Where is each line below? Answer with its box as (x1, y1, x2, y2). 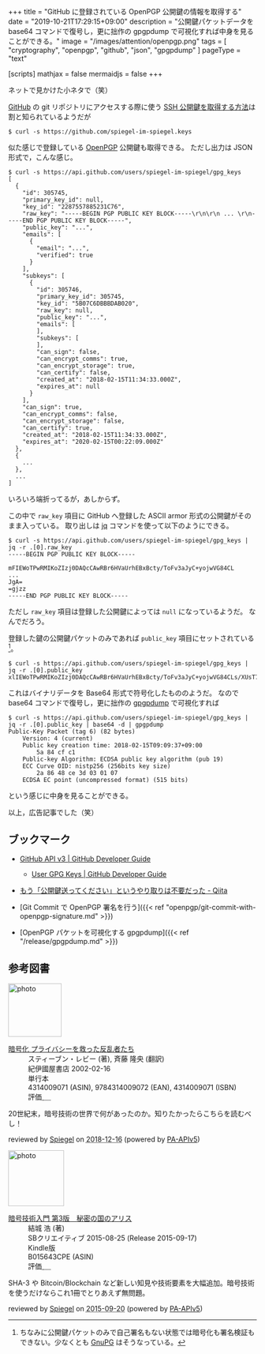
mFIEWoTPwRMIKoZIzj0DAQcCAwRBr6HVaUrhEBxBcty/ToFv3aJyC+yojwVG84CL (8, 564, 235, 572)
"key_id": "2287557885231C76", (22, 203, 125, 211)
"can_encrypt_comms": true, (36, 355, 129, 363)
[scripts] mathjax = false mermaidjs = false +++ (8, 70, 163, 78)
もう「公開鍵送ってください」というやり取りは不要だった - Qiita (19, 886, 228, 895)
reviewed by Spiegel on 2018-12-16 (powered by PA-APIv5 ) (8, 1134, 200, 1144)
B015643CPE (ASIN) (28, 1252, 95, 1262)
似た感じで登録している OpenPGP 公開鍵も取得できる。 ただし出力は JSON (8, 143, 253, 152)
